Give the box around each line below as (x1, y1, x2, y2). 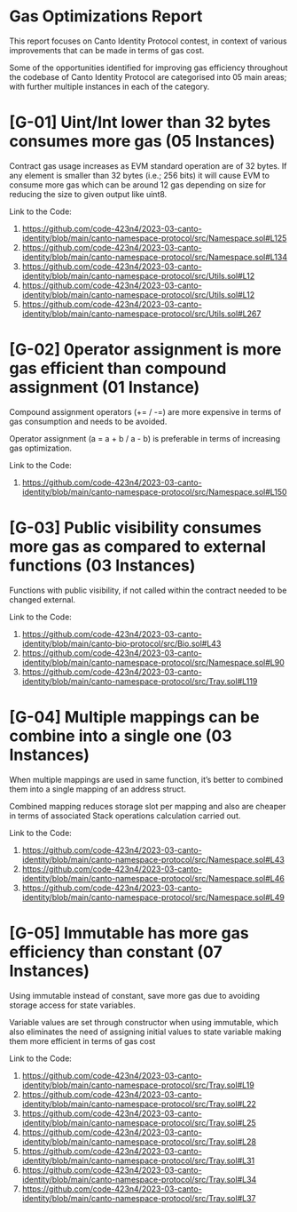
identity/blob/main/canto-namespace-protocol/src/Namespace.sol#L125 (21, 233, 287, 243)
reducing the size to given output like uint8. (9, 188, 168, 199)
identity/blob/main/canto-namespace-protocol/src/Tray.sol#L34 (21, 1174, 257, 1184)
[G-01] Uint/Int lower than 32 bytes (9, 113, 271, 132)
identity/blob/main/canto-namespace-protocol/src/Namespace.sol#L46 (21, 873, 285, 883)
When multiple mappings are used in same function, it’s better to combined (9, 774, 284, 785)
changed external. (9, 594, 76, 605)
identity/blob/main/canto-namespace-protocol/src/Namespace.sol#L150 (21, 486, 287, 497)
